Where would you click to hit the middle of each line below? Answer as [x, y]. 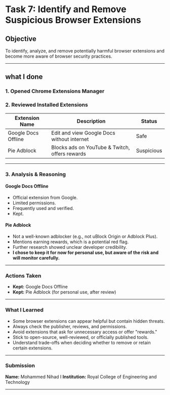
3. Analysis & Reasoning [36, 174]
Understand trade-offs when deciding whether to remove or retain [81, 342]
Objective [21, 39]
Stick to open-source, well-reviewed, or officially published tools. [80, 337]
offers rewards [69, 154]
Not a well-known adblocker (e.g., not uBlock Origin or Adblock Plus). [85, 236]
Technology [18, 382]
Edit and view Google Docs [83, 133]
